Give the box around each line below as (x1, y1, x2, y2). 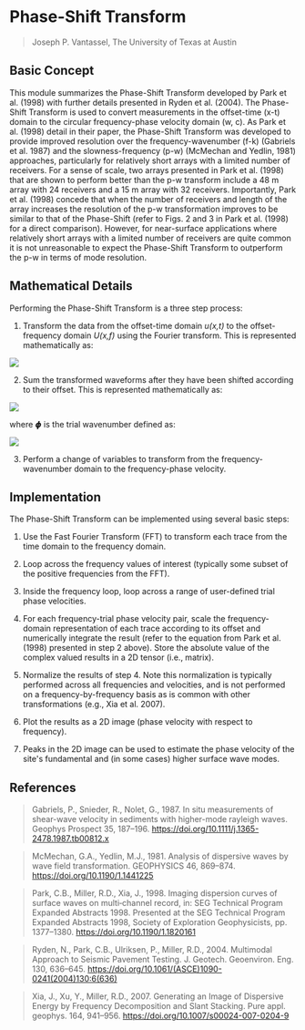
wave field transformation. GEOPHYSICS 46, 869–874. (31, 860, 236, 871)
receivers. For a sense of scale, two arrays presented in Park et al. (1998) (9, 164, 284, 175)
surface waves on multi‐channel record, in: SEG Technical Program (31, 898, 284, 909)
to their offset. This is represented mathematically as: (22, 384, 223, 395)
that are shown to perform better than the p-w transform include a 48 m (9, 174, 280, 185)
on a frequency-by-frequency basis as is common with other (22, 689, 251, 700)
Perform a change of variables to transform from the (22, 453, 220, 464)
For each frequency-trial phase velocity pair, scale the (22, 613, 226, 624)
